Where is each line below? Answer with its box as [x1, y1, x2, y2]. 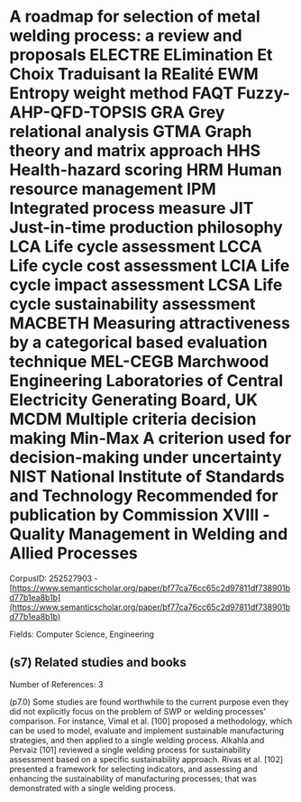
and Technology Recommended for [9, 485, 278, 506]
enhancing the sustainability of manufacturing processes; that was [9, 773, 257, 784]
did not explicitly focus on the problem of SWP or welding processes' [9, 705, 267, 716]
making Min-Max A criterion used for [9, 429, 292, 448]
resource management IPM [9, 179, 216, 199]
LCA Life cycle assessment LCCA [9, 236, 263, 257]
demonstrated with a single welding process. [9, 782, 176, 793]
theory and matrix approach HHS [9, 141, 261, 161]
